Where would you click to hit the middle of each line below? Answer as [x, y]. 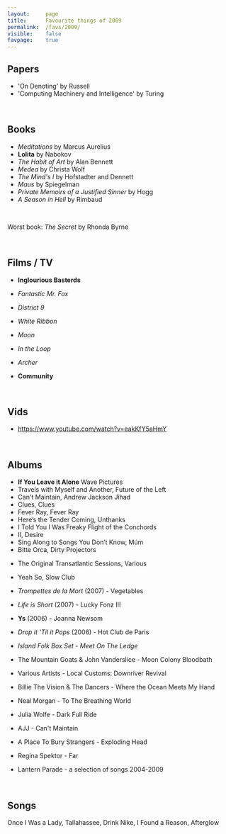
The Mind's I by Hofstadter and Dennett [75, 176]
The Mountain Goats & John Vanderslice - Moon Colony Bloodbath [115, 660]
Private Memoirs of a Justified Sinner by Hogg [85, 191]
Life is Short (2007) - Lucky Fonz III [69, 605]
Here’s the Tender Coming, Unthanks [72, 520]
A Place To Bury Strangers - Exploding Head [82, 742]
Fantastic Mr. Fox [43, 293]
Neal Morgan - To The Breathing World [74, 701]
